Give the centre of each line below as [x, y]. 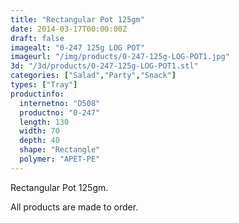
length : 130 [44, 122]
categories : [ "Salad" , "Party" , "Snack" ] [93, 76]
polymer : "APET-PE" [60, 159]
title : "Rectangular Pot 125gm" [77, 19]
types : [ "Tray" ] [44, 85]
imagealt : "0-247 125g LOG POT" [77, 47]
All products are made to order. [74, 207]
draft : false [37, 38]
